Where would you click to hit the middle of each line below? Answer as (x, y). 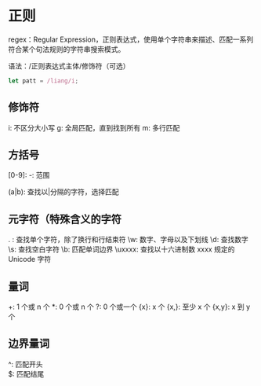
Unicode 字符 (30, 259)
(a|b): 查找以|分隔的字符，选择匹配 (63, 192)
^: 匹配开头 (25, 364)
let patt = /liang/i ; (43, 81)
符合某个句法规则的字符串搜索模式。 (67, 49)
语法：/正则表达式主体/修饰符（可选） (69, 66)
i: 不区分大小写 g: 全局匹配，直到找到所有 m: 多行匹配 (94, 127)
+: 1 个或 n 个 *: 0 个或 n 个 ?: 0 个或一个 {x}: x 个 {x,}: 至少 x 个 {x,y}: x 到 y (129, 307)
